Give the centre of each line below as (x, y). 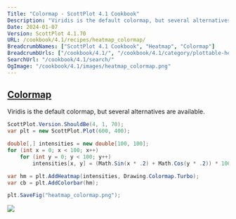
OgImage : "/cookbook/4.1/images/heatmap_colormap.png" (89, 66)
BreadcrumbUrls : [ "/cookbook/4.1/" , (61, 54)
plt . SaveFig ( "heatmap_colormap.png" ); (64, 195)
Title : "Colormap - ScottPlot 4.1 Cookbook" (73, 14)
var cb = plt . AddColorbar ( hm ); (53, 183)
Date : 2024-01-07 (33, 27)
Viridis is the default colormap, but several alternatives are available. (106, 112)
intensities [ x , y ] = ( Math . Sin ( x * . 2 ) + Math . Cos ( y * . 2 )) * (126, 163)
